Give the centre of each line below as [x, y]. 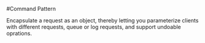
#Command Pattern [31, 9]
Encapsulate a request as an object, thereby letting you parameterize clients [102, 20]
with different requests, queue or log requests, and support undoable [94, 27]
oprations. [19, 33]
